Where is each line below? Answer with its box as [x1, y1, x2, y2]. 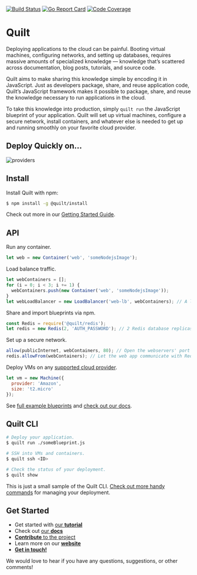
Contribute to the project [14, 533, 76, 541]
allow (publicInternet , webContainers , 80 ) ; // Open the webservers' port [6, 348, 191, 354]
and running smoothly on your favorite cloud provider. [6, 124, 137, 131]
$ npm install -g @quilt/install [6, 200, 88, 206]
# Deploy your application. [6, 434, 75, 440]
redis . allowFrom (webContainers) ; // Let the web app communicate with [6, 353, 182, 360]
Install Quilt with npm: [6, 189, 59, 196]
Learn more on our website [14, 540, 81, 547]
